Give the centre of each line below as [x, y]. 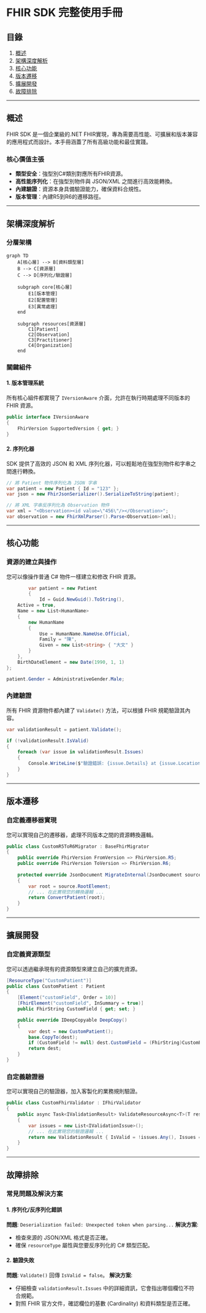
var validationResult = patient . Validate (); [64, 729]
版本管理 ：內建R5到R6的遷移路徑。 [59, 197]
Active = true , [37, 605]
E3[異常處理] [43, 306]
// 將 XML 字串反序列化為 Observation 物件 [58, 505]
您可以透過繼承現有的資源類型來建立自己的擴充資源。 [74, 969]
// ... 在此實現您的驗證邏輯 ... [66, 1132]
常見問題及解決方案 [35, 1194]
